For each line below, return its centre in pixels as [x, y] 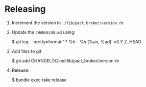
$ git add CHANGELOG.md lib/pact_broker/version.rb [65, 60]
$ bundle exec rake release [39, 80]
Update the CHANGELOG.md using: [43, 32]
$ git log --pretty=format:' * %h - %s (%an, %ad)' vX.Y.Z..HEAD [76, 42]
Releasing [25, 9]
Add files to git [26, 51]
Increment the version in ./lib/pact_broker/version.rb [67, 23]
